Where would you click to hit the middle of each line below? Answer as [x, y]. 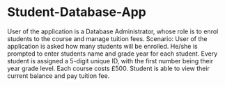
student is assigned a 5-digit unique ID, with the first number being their [110, 61]
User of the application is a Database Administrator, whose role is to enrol [113, 31]
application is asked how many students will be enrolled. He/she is [102, 46]
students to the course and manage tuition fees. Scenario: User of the [107, 38]
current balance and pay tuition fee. [59, 76]
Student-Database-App [77, 12]
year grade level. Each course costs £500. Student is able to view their [109, 68]
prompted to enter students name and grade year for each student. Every [113, 54]
